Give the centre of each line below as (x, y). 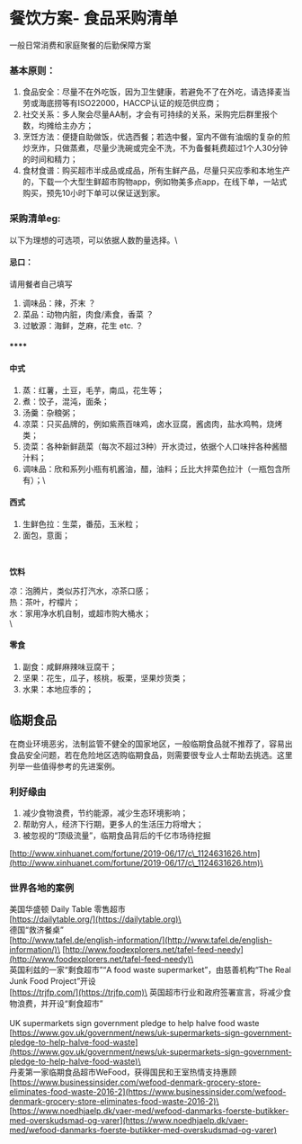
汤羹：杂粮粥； (50, 412)
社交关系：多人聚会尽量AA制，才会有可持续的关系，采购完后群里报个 (150, 114)
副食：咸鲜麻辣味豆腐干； (70, 666)
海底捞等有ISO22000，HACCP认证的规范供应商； (130, 103)
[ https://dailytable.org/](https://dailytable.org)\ (95, 919)
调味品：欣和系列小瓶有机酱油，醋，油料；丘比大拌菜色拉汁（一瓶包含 (152, 469)
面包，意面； (46, 535)
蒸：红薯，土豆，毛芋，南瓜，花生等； (93, 390)
